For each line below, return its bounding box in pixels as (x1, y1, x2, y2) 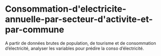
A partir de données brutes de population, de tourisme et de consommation (5, 40, 157, 46)
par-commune (5, 24, 64, 35)
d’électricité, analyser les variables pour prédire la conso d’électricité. (5, 45, 144, 51)
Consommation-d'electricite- (5, 3, 126, 15)
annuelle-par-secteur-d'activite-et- (5, 14, 153, 25)
